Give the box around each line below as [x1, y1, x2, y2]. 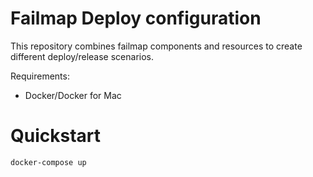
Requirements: [10, 70, 70, 82]
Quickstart [10, 125, 102, 147]
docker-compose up [10, 157, 87, 167]
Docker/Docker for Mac [24, 89, 122, 101]
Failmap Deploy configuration [10, 7, 262, 30]
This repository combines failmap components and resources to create [10, 40, 303, 52]
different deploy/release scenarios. [10, 50, 154, 62]
